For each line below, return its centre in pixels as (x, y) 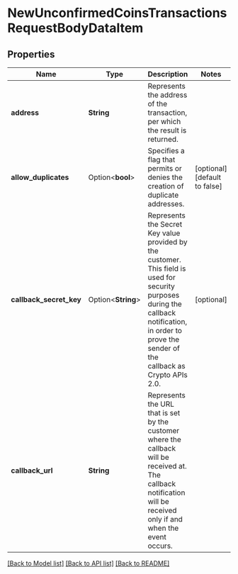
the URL (161, 404)
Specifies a (166, 151)
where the (165, 439)
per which (164, 122)
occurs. (160, 546)
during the (165, 304)
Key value (164, 233)
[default (208, 177)
